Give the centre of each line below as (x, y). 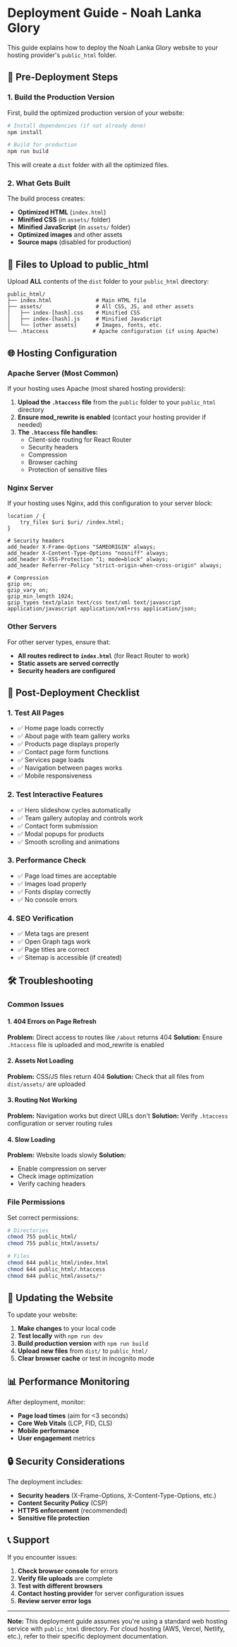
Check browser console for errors (68, 1571)
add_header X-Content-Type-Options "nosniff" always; (88, 553)
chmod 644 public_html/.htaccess (56, 1269)
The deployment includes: (45, 1482)
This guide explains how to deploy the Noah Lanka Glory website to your (113, 47)
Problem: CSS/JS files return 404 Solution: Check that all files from (106, 1076)
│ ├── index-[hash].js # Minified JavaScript (85, 319)
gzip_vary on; (28, 591)
